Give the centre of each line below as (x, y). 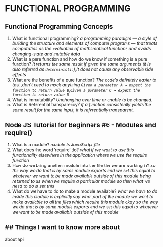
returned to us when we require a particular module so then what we (81, 181)
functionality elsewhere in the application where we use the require (80, 155)
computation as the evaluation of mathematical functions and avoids (81, 49)
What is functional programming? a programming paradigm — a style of (84, 38)
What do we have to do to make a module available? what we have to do (85, 191)
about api (15, 239)
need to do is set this (33, 186)
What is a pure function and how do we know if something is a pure (80, 59)
